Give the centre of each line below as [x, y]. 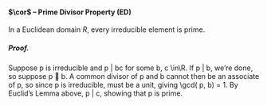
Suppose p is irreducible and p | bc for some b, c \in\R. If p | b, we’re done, [131, 68]
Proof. [19, 48]
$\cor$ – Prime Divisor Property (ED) [70, 12]
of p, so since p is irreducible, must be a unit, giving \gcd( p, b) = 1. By [124, 85]
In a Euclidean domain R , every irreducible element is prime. [107, 29]
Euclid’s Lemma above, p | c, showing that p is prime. [96, 93]
